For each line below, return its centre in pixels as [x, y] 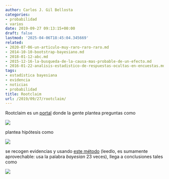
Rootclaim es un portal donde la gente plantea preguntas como [70, 113]
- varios [14, 24]
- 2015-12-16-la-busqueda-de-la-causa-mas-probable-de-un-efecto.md [78, 61]
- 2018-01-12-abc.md [27, 57]
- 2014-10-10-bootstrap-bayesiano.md [45, 52]
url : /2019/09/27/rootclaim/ [36, 99]
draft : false [19, 33]
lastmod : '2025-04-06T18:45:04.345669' [47, 38]
